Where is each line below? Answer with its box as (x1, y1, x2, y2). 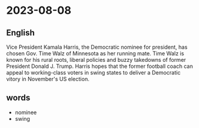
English (6, 28, 35, 38)
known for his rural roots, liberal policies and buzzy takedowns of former (6, 56, 186, 63)
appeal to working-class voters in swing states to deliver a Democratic (6, 69, 181, 76)
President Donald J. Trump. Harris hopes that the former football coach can (6, 62, 194, 70)
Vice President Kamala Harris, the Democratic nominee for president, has (6, 43, 188, 50)
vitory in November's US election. (6, 76, 90, 82)
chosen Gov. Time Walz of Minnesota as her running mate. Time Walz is (6, 50, 185, 57)
